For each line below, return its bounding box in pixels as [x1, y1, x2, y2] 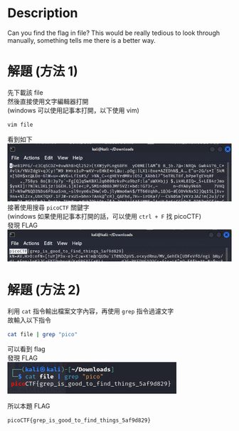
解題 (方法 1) [7, 63, 78, 80]
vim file [7, 121, 33, 128]
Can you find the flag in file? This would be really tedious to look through [7, 28, 221, 37]
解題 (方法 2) [7, 282, 81, 298]
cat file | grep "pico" [7, 331, 78, 338]
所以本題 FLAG [7, 401, 51, 410]
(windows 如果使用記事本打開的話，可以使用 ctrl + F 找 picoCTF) [7, 212, 201, 220]
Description [7, 5, 78, 21]
